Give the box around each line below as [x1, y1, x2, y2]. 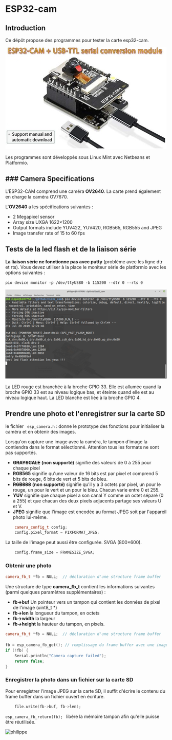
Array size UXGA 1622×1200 [12, 219, 73, 225]
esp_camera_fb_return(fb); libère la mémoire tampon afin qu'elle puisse [5, 713, 160, 719]
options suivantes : [5, 269, 45, 276]
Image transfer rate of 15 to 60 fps [12, 230, 85, 236]
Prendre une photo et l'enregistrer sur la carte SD [5, 409, 165, 418]
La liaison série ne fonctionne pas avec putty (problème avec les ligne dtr [5, 258, 163, 265]
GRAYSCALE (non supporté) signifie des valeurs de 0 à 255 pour [12, 459, 152, 465]
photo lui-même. [12, 514, 48, 520]
